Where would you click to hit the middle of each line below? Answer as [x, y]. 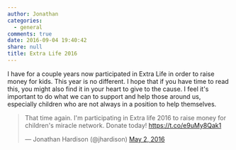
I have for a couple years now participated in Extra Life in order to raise [111, 74]
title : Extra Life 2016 [43, 54]
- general [28, 27]
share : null [25, 47]
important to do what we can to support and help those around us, [104, 96]
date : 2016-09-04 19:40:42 [47, 41]
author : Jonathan [33, 14]
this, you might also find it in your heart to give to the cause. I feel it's [108, 89]
